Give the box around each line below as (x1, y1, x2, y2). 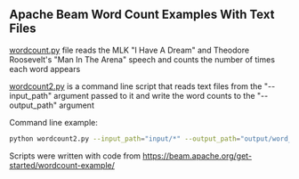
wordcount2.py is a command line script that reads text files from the (9, 80, 263, 92)
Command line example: (9, 117, 98, 127)
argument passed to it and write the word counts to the (53, 90, 255, 101)
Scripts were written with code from (9, 151, 141, 161)
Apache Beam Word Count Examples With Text (9, 7, 275, 22)
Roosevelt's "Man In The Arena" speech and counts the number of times (9, 53, 276, 65)
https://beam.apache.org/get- (141, 151, 252, 161)
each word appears (9, 63, 81, 74)
